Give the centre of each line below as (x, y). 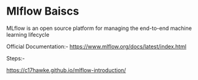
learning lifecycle (28, 34)
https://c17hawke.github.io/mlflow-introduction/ (66, 70)
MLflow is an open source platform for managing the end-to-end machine (99, 28)
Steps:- (16, 58)
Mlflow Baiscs (43, 11)
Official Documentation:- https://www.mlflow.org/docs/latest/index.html (96, 46)
